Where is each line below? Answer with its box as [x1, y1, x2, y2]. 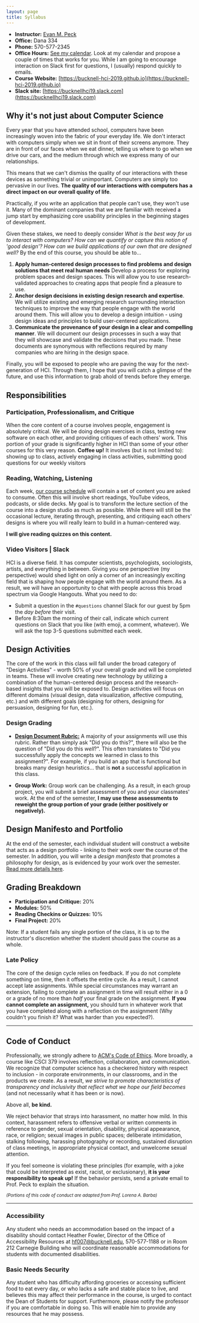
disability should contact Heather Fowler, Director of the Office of [6, 1232, 166, 1239]
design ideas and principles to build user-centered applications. [14, 317, 171, 325]
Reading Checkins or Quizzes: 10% [14, 911, 103, 918]
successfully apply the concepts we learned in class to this [14, 751, 159, 758]
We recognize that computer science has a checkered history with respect [6, 1064, 188, 1071]
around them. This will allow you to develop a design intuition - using [14, 311, 182, 318]
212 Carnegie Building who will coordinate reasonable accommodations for [6, 1244, 190, 1251]
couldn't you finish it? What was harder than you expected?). [6, 1013, 155, 1020]
